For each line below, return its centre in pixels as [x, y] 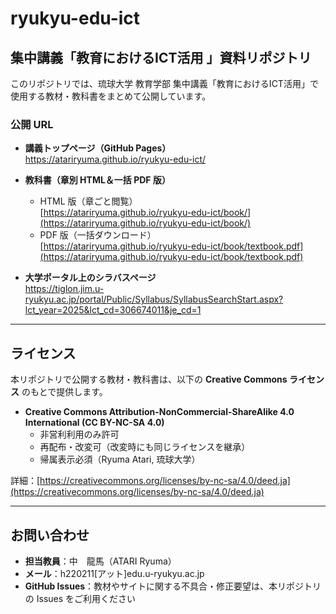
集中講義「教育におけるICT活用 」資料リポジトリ [161, 57]
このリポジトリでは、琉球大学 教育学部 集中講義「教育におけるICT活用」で [164, 83]
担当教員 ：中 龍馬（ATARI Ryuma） [100, 561]
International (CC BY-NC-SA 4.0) [94, 423]
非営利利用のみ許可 [79, 434]
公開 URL [32, 124]
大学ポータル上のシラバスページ [90, 278]
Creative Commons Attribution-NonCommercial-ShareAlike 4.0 [159, 412]
